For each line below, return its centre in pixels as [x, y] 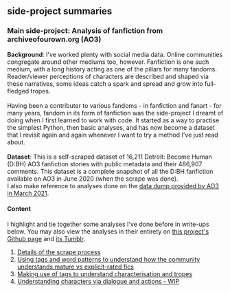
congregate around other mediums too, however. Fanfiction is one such [108, 62]
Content [19, 209]
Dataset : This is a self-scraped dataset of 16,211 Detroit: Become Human [110, 157]
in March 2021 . [28, 193]
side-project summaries [60, 11]
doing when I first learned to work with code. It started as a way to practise [113, 120]
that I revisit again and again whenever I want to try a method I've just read [113, 135]
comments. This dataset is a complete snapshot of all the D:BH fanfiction [110, 171]
